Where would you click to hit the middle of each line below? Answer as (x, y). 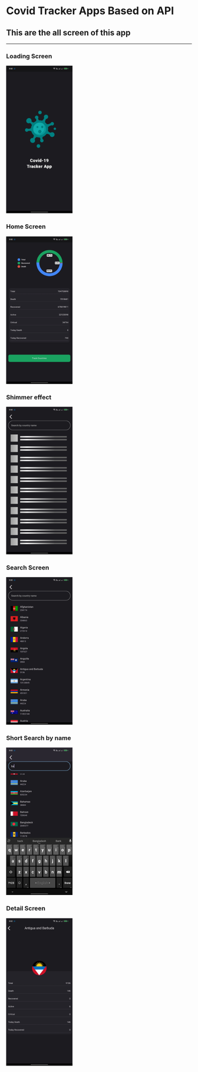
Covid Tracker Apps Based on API (90, 11)
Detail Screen (26, 909)
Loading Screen (29, 56)
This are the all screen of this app (68, 33)
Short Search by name (39, 738)
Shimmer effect (29, 397)
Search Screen (28, 568)
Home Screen (26, 227)
